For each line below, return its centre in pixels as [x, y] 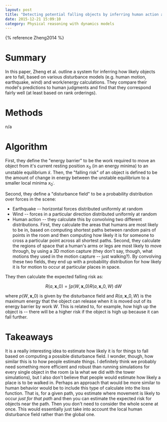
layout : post [19, 10]
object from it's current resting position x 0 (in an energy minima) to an [77, 166]
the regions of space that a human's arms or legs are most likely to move [87, 246]
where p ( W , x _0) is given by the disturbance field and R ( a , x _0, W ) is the [78, 296]
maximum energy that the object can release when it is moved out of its [78, 301]
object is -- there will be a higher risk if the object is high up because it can [82, 312]
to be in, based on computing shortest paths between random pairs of [84, 230]
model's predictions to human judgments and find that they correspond [78, 88]
